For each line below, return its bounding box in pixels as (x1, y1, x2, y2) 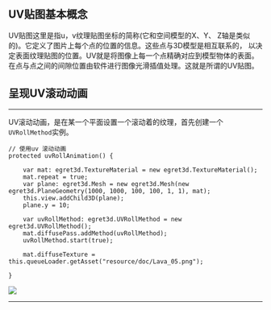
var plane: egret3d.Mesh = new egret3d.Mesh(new (23, 180, 190, 188)
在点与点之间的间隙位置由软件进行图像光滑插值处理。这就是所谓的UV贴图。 (8, 60, 260, 70)
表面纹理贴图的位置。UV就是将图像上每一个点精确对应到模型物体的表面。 (15, 51, 260, 60)
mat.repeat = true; (23, 172, 89, 181)
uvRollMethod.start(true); (23, 236, 114, 244)
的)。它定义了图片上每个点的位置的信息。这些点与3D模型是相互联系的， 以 (8, 40, 256, 50)
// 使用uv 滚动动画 (8, 144, 67, 153)
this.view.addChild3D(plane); (23, 194, 125, 202)
